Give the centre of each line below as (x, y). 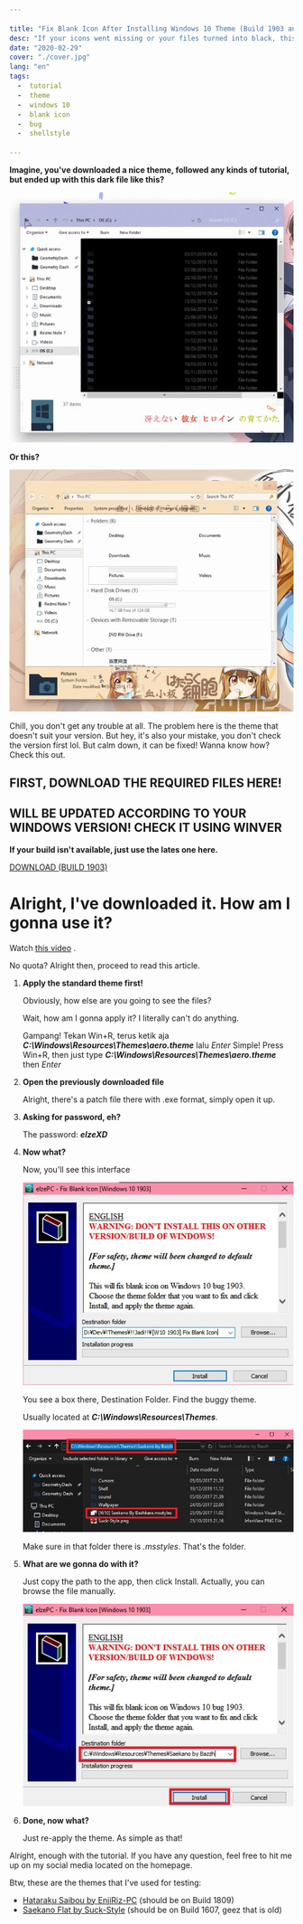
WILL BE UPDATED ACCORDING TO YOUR (128, 814)
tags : (19, 77)
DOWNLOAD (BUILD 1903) (59, 867)
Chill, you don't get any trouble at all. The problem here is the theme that (144, 726)
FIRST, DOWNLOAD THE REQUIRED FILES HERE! (146, 783)
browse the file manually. (69, 1591)
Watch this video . (43, 948)
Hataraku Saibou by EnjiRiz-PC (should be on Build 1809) (128, 1900)
